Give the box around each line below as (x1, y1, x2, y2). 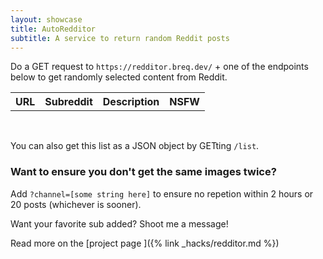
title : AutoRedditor (10, 24, 97, 34)
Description (102, 95, 160, 109)
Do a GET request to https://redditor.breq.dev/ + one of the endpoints (10, 61, 309, 73)
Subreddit (44, 95, 93, 109)
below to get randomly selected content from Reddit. (10, 71, 228, 83)
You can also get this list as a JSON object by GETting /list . (10, 140, 260, 152)
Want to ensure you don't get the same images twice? (10, 165, 277, 179)
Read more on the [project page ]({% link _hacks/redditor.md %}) (10, 237, 280, 249)
